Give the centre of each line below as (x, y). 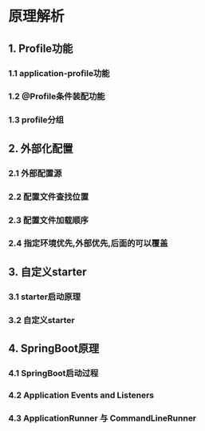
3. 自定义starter (47, 271)
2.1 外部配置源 (35, 173)
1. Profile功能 (41, 48)
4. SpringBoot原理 (54, 349)
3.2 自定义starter (41, 320)
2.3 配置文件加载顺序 (49, 220)
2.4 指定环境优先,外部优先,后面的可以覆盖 (88, 243)
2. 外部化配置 (41, 148)
